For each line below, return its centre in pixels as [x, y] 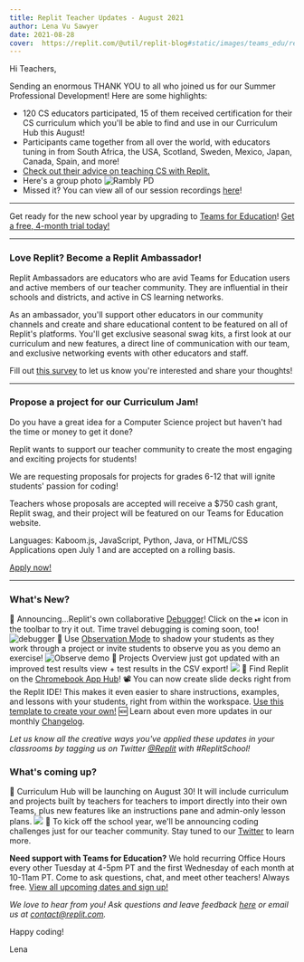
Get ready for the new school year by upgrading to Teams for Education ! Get [152, 216]
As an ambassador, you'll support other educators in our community [137, 314]
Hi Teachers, [33, 69]
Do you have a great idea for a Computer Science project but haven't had [146, 422]
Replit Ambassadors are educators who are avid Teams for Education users [150, 278]
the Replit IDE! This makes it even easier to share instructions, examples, [144, 692]
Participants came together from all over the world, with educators [146, 142]
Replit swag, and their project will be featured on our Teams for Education [147, 513]
